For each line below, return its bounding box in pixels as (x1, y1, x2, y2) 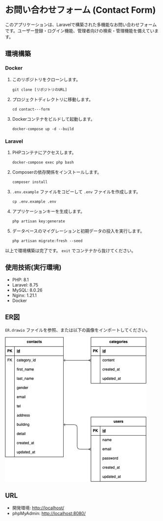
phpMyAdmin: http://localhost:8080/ (12, 511, 86, 517)
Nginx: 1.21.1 (12, 292, 37, 298)
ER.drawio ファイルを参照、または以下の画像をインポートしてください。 (5, 327, 150, 333)
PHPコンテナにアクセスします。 (12, 149, 76, 155)
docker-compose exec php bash (12, 160, 74, 165)
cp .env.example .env (12, 199, 56, 204)
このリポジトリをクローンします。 (12, 77, 81, 82)
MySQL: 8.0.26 (12, 287, 43, 293)
